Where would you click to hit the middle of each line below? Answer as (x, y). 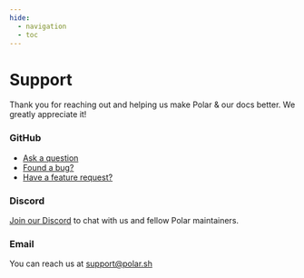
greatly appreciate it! (48, 114)
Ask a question (50, 158)
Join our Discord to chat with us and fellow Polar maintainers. (124, 220)
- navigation (42, 26)
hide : (20, 18)
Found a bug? (48, 167)
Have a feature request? (68, 177)
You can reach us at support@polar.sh (81, 263)
